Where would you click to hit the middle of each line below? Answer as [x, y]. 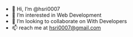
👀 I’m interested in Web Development [56, 15]
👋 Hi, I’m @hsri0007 [36, 9]
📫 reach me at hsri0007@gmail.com [56, 28]
